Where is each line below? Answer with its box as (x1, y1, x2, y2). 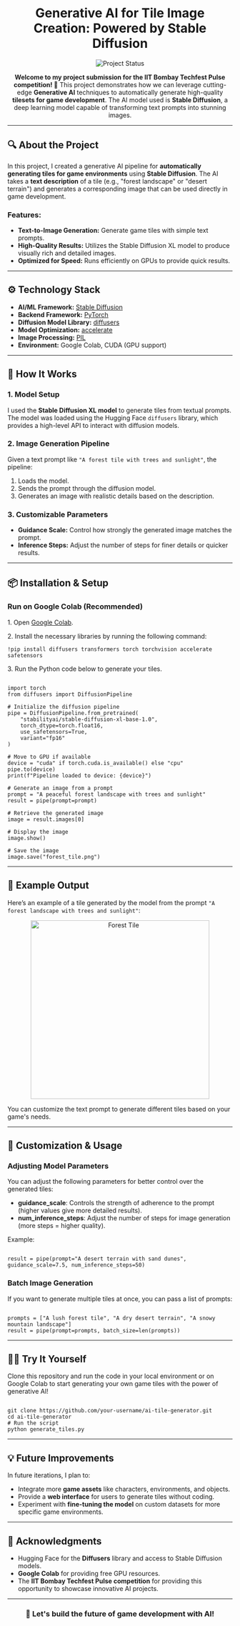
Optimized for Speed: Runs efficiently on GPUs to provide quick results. (17, 256, 231, 265)
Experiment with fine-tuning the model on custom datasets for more (17, 1500, 221, 1509)
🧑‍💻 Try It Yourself (7, 1353, 87, 1365)
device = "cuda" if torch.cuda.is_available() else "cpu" (7, 759, 184, 767)
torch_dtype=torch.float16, (20, 722, 104, 729)
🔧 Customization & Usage (7, 1139, 123, 1152)
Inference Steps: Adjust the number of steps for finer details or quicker (17, 541, 229, 549)
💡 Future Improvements (7, 1452, 114, 1464)
